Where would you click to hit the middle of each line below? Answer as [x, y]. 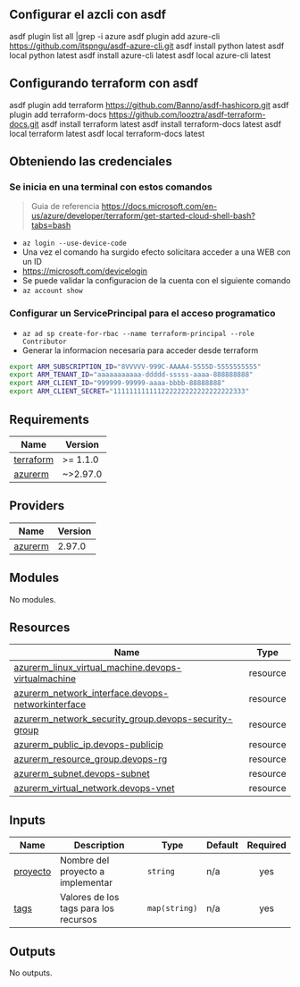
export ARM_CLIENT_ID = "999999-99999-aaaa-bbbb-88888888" [117, 384]
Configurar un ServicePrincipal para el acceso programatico [142, 314]
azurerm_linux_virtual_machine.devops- [98, 668]
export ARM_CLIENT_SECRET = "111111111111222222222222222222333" [129, 392]
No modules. [33, 599]
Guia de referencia [65, 207]
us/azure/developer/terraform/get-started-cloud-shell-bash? [143, 216]
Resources [40, 627]
